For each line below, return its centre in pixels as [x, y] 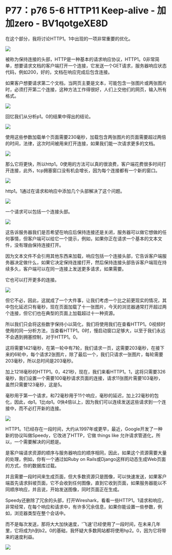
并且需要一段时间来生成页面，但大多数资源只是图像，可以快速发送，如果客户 [86, 476]
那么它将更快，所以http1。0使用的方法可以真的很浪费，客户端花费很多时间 [84, 164]
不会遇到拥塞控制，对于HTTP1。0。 [43, 337]
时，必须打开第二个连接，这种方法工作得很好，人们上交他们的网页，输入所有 [86, 89]
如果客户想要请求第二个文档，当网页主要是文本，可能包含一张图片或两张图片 [86, 83]
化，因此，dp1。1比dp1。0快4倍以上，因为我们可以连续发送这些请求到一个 [84, 402]
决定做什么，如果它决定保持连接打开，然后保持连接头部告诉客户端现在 [88, 262]
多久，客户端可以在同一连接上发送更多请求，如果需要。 [68, 268]
